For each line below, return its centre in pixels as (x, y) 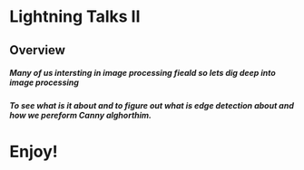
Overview (38, 50)
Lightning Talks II (75, 17)
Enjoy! (34, 151)
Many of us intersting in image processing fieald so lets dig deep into (143, 73)
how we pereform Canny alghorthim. (81, 115)
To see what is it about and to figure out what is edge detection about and (152, 105)
